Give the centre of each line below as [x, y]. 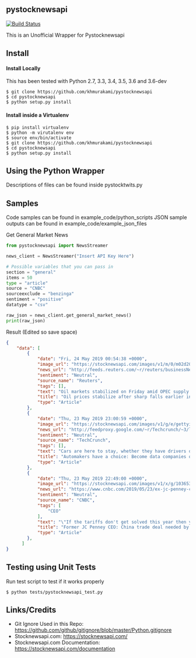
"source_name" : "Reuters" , [70, 380]
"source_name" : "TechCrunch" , [74, 441]
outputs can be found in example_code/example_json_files [76, 224]
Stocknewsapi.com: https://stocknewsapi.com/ [71, 636]
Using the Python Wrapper [55, 171]
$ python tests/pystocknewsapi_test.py [55, 592]
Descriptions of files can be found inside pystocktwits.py [74, 185]
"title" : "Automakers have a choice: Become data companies [112, 457]
